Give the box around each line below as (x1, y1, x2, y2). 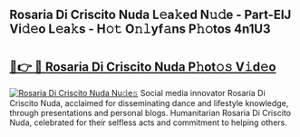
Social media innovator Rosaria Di (140, 88, 266, 98)
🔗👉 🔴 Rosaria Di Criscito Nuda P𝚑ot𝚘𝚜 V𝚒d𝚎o (9, 59, 276, 74)
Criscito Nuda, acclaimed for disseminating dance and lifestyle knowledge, (9, 98, 289, 108)
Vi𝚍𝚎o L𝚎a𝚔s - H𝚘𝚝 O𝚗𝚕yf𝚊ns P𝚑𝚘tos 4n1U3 (9, 22, 271, 37)
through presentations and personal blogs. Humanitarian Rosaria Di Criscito (9, 108, 292, 118)
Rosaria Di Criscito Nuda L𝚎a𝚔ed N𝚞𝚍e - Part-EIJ (9, 7, 292, 23)
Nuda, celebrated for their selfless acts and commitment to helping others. (9, 117, 287, 128)
